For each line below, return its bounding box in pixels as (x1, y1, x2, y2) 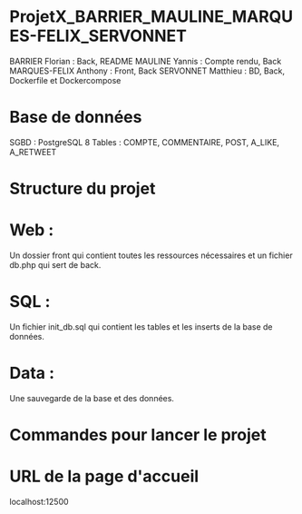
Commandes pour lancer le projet (9, 425, 268, 446)
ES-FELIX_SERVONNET (9, 25, 188, 46)
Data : (9, 363, 55, 383)
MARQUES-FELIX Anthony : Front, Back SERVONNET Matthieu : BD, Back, (9, 65, 286, 76)
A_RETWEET (9, 146, 57, 157)
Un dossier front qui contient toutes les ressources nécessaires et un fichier (9, 250, 293, 261)
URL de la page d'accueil (9, 466, 200, 487)
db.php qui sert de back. (9, 260, 102, 270)
